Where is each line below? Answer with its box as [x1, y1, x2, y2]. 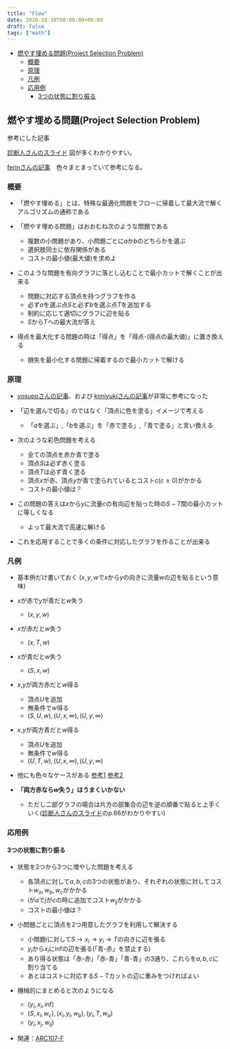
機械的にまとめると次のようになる [17, 986, 114, 995]
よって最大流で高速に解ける [27, 522, 106, 531]
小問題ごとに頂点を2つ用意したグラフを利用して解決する [17, 920, 178, 928]
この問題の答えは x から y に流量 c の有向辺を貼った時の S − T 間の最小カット [17, 499, 224, 507]
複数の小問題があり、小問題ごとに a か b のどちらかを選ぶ [27, 237, 186, 245]
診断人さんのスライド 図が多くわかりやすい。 [7, 149, 136, 157]
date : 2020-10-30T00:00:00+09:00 [7, 17, 103, 23]
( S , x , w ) [27, 666, 50, 674]
